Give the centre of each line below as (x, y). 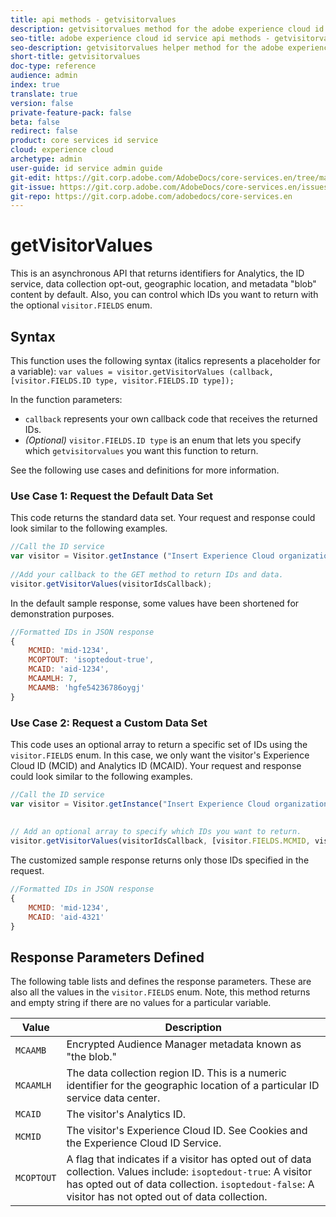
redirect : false (44, 131)
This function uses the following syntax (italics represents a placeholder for (165, 360)
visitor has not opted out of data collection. (167, 1197)
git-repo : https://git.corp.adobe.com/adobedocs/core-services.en (151, 196)
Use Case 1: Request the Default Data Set (112, 496)
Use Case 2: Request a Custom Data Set (109, 723)
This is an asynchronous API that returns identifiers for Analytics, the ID (157, 273)
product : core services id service (84, 141)
